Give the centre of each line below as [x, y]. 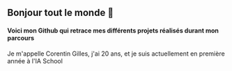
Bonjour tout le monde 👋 [60, 13]
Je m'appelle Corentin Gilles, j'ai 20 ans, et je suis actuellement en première [116, 54]
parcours [21, 38]
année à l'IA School [35, 61]
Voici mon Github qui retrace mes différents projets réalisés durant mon [113, 30]
